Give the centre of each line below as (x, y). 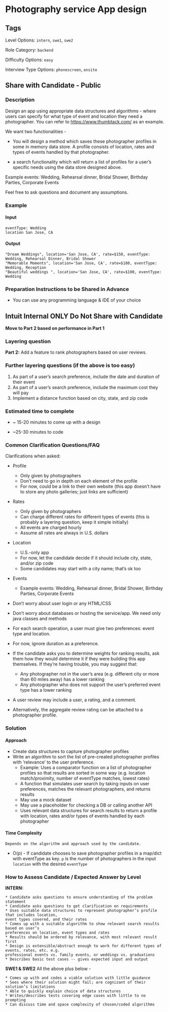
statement (16, 902)
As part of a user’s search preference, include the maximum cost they (85, 387)
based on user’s (22, 928)
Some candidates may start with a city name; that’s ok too (80, 569)
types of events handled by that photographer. (61, 152)
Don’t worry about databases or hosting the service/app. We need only (87, 613)
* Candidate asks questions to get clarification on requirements (77, 906)
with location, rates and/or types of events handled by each (82, 816)
